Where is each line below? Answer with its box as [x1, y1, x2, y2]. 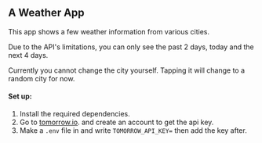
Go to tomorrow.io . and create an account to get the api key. [19, 117, 214, 127]
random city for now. [8, 73, 75, 83]
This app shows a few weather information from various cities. [8, 27, 210, 36]
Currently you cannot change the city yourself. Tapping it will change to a [8, 66, 246, 75]
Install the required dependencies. [19, 109, 131, 119]
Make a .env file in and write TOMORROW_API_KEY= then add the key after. [19, 126, 247, 135]
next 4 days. [8, 50, 49, 59]
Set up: [8, 91, 33, 101]
